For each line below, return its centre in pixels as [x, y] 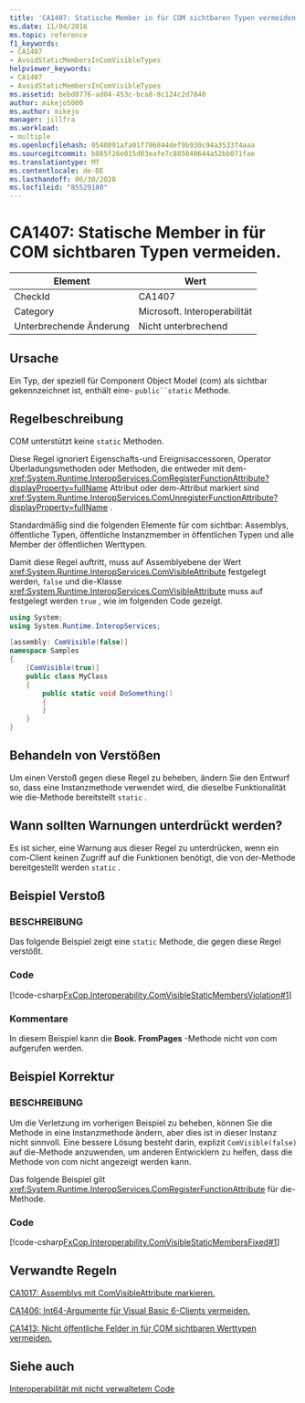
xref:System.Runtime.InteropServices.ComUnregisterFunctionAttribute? [144, 497]
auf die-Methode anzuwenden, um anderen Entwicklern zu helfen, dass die [151, 1152]
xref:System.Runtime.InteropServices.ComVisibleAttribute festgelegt [138, 571]
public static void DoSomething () [108, 693]
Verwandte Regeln [63, 1271]
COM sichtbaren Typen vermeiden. [145, 252]
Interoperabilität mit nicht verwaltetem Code [92, 1388]
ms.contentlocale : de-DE [57, 171]
